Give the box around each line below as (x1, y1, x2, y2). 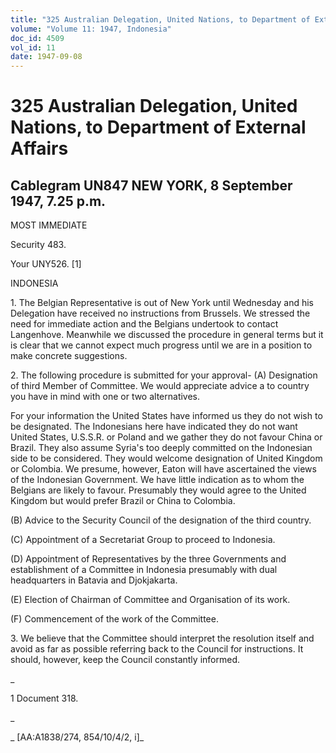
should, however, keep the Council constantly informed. (10, 654, 240, 666)
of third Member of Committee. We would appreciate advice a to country (10, 380, 310, 392)
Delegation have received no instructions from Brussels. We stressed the (10, 307, 311, 320)
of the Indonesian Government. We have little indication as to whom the (10, 474, 305, 486)
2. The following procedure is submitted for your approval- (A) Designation (10, 369, 318, 381)
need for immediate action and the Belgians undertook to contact (10, 318, 279, 330)
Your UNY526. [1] (10, 258, 82, 270)
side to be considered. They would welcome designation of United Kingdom (10, 452, 323, 465)
